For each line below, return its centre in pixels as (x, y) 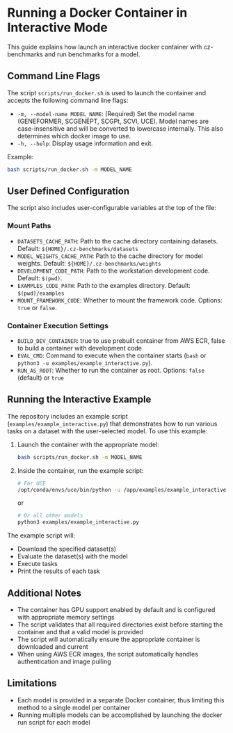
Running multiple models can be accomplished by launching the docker (120, 715)
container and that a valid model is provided (80, 632)
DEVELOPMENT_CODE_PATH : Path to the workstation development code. (113, 271)
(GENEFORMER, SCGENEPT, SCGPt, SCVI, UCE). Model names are (113, 121)
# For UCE (32, 483)
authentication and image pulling (64, 661)
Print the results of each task (58, 571)
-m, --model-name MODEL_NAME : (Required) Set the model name (106, 113)
